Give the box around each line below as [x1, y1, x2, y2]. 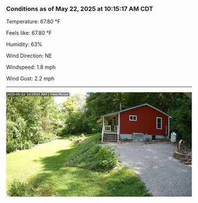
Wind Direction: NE [6, 52, 52, 59]
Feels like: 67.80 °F [6, 29, 52, 36]
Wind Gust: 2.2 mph [6, 75, 55, 82]
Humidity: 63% [6, 41, 43, 48]
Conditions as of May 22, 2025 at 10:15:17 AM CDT [6, 5, 153, 13]
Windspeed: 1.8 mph [6, 64, 56, 71]
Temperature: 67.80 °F [6, 18, 61, 25]
